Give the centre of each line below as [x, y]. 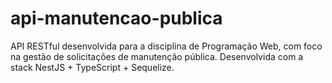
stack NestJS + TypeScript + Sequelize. [92, 67]
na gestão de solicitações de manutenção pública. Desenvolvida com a [157, 56]
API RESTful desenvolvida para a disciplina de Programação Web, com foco [166, 46]
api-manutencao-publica [116, 18]
